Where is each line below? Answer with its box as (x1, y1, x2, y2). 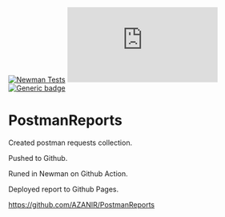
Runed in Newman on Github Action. (8, 168, 128, 179)
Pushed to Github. (8, 153, 68, 163)
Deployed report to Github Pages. (8, 184, 119, 194)
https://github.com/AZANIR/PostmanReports (8, 199, 155, 209)
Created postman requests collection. (8, 138, 133, 147)
